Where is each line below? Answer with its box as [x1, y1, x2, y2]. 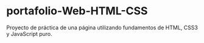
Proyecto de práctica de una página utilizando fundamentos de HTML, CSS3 [6, 24, 198, 31]
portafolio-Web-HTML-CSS [6, 4, 148, 18]
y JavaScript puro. [6, 30, 53, 37]
